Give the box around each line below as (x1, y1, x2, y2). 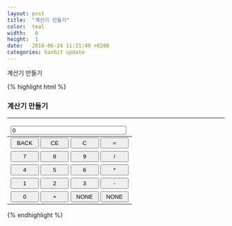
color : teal (7, 23, 45, 30)
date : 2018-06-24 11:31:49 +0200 (7, 42, 110, 49)
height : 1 (7, 36, 39, 43)
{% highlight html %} (7, 82, 67, 91)
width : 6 (7, 29, 39, 37)
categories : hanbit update (7, 49, 85, 56)
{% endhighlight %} (7, 211, 64, 219)
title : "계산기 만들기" (7, 17, 70, 24)
